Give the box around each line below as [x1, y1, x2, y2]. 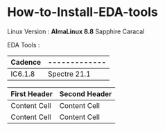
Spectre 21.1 [47, 69, 92, 79]
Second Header [59, 88, 112, 98]
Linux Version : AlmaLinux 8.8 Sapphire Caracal [7, 27, 145, 36]
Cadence [10, 57, 42, 67]
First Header [10, 88, 53, 98]
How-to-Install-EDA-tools [7, 4, 158, 20]
